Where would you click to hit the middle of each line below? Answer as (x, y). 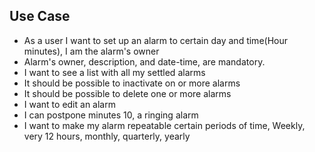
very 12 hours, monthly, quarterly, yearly (107, 136)
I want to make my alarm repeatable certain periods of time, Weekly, (164, 125)
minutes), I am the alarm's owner (91, 51)
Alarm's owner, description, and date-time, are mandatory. (144, 61)
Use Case (40, 16)
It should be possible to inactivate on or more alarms (132, 83)
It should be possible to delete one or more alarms (127, 93)
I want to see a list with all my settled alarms (114, 72)
